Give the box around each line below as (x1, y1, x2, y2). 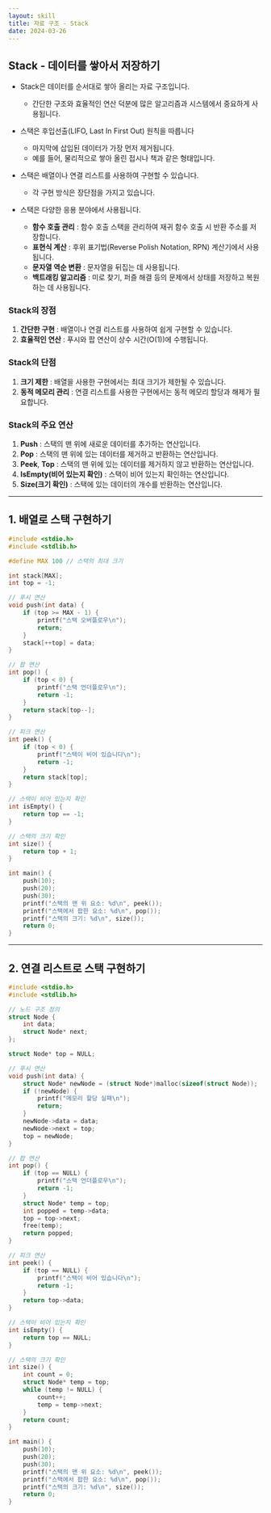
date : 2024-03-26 (8, 27, 67, 35)
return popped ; (23, 1229, 74, 1238)
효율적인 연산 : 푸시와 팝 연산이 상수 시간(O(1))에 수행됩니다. (19, 334, 208, 344)
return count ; (23, 1415, 70, 1424)
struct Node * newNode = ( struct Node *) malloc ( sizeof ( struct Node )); (23, 1079, 258, 1087)
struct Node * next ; (23, 1028, 89, 1036)
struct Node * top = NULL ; (8, 1050, 95, 1058)
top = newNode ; (23, 1132, 74, 1140)
